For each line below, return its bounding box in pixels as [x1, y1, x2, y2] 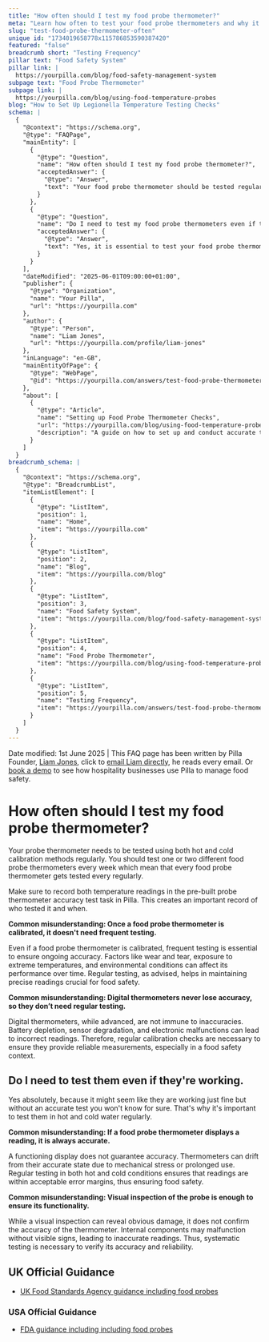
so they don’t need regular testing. [8, 1001, 126, 1011]
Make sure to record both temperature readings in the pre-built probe [8, 886, 238, 896]
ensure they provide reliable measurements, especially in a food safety [8, 1042, 242, 1051]
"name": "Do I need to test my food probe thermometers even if [37, 220, 256, 228]
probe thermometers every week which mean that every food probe [8, 862, 232, 872]
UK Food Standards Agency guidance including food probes [19, 1287, 219, 1296]
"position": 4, [37, 645, 88, 653]
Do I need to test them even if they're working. [8, 1074, 244, 1087]
